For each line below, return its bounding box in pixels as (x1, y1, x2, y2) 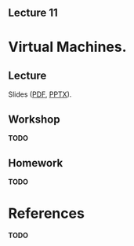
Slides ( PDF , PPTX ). (8, 90, 72, 99)
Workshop (8, 112, 60, 126)
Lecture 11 (8, 6, 59, 20)
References (8, 204, 85, 222)
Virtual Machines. (8, 38, 127, 56)
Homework (8, 156, 63, 170)
